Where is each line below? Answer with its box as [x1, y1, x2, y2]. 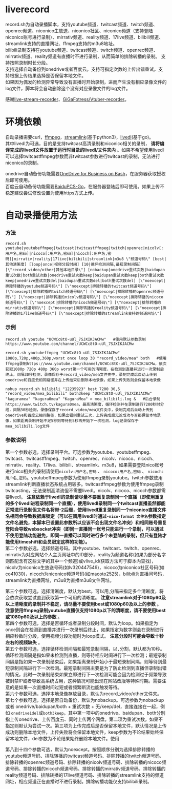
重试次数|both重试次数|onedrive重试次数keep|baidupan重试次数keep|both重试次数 [5, 273, 164, 278]
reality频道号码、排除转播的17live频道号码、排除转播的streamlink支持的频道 [5, 772, 164, 778]
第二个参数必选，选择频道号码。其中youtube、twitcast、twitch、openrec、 [5, 545, 164, 551]
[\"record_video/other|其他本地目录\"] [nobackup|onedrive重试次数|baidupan [5, 268, 165, 273]
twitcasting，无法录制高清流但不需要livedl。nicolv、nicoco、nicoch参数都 [5, 487, 161, 493]
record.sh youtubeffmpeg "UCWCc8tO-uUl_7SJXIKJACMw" [5, 350, 120, 355]
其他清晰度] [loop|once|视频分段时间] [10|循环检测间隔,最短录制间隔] [5, 262, 141, 267]
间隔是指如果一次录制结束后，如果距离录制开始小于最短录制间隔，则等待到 [5, 658, 162, 664]
